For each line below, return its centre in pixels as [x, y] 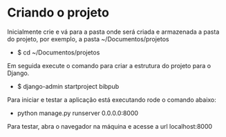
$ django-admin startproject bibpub [68, 86]
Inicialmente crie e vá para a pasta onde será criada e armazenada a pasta [113, 32]
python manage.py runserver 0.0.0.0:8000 [78, 113]
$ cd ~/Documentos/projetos [58, 52]
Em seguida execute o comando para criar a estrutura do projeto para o [109, 65]
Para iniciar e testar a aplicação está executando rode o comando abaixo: [112, 99]
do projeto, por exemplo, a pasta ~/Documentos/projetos [88, 39]
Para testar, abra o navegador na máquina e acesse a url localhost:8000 [110, 126]
